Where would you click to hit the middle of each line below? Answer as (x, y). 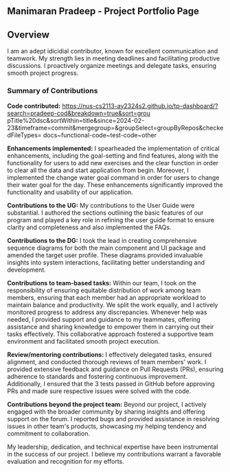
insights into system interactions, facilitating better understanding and (106, 262)
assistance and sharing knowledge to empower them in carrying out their (111, 327)
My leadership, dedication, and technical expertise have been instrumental (113, 447)
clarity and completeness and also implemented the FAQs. (89, 227)
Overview (28, 35)
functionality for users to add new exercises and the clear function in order (113, 163)
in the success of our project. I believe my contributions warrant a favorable (114, 454)
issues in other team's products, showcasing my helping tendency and (107, 426)
